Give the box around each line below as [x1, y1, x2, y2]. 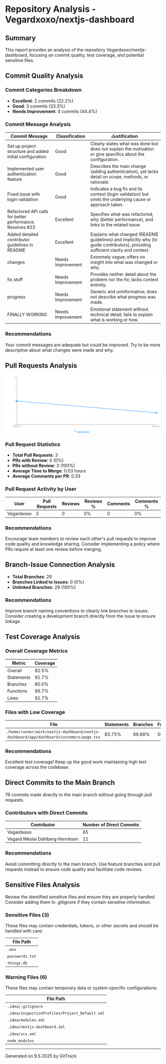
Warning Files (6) [5, 973, 47, 980]
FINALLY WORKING [7, 311, 47, 318]
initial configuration [7, 154, 46, 160]
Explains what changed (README [90, 231, 159, 237]
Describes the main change [90, 163, 146, 169]
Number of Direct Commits [82, 822, 139, 828]
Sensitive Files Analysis [5, 881, 80, 889]
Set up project [7, 143, 36, 149]
